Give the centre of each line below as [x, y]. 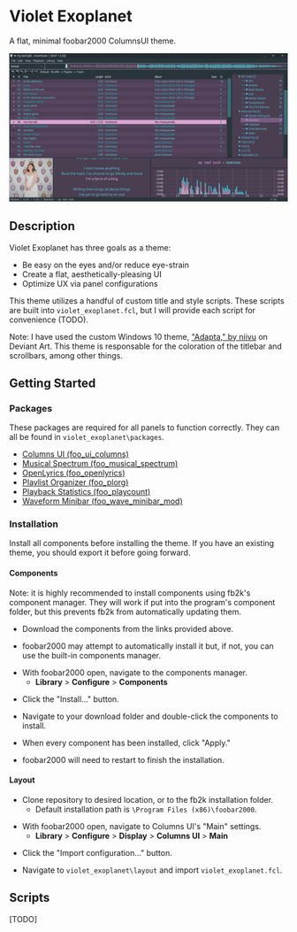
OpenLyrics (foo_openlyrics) [73, 473]
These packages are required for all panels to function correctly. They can [145, 427]
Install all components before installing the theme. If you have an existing [142, 543]
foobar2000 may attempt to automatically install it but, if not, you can [148, 646]
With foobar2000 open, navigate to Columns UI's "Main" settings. [141, 826]
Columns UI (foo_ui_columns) [76, 454]
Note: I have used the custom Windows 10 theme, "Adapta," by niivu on [138, 336]
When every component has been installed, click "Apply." [126, 743]
